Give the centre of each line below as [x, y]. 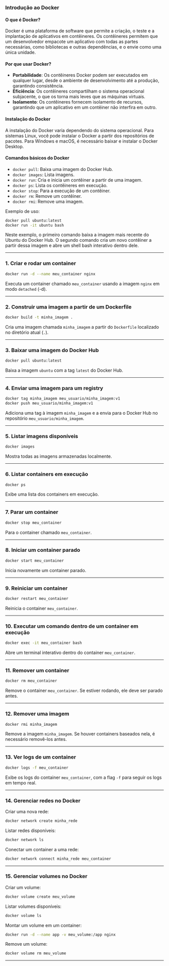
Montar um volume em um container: [44, 925]
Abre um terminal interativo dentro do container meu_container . [70, 653]
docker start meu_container [35, 560]
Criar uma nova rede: [27, 811]
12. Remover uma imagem [37, 714]
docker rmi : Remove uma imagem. [48, 201]
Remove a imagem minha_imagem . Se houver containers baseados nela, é [80, 734]
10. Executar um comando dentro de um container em [72, 626]
